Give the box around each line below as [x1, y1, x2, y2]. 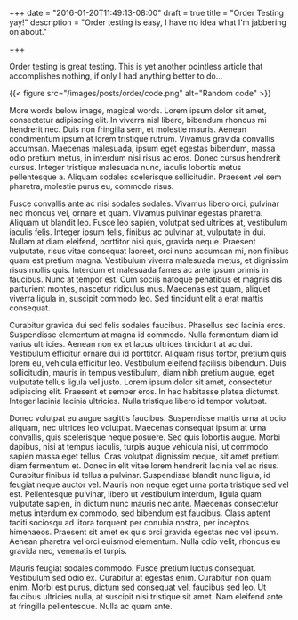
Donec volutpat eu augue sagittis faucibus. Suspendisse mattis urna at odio [9, 413, 286, 423]
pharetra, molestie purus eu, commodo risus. [9, 181, 174, 191]
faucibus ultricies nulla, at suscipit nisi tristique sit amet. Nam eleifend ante [9, 591, 283, 601]
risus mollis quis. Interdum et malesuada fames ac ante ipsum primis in [9, 265, 269, 275]
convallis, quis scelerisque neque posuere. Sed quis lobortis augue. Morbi [9, 432, 281, 442]
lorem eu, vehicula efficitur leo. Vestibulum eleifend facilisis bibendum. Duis [9, 358, 286, 368]
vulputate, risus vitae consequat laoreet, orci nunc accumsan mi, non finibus [9, 245, 289, 256]
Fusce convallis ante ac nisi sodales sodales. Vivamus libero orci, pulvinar [9, 198, 280, 209]
